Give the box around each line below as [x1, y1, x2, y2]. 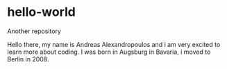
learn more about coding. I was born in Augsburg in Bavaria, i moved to [7, 48, 211, 56]
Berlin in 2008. [7, 55, 49, 63]
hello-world [7, 4, 76, 20]
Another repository [7, 27, 61, 35]
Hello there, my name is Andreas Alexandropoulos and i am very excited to [7, 40, 221, 48]
